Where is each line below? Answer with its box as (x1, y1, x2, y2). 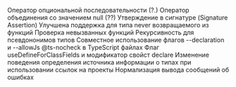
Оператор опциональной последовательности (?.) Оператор (7, 6, 190, 14)
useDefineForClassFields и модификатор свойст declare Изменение (7, 51, 210, 59)
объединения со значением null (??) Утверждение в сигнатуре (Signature (7, 13, 228, 22)
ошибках (7, 73, 34, 81)
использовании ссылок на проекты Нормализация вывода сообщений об (7, 66, 230, 74)
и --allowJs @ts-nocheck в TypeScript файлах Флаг (7, 43, 160, 51)
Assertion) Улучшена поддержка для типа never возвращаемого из (7, 21, 209, 29)
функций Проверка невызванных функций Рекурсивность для (7, 28, 194, 36)
